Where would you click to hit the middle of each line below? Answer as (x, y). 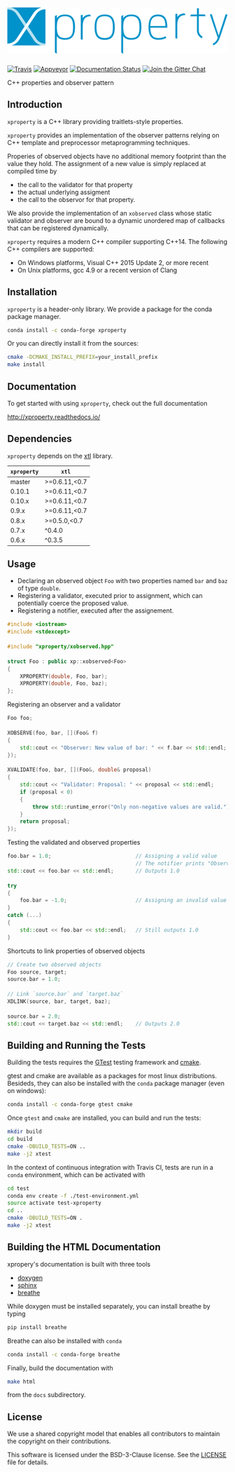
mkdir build (24, 1132)
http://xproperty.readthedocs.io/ (54, 417)
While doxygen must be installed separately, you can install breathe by (109, 1306)
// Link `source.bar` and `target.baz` (65, 994)
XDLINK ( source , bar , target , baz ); (59, 1002)
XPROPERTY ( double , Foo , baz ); (64, 683)
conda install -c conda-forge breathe (64, 1354)
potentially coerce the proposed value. (73, 604)
